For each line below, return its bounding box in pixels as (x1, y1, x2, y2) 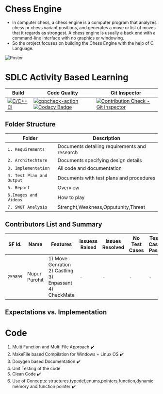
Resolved (102, 244, 125, 251)
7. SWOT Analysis (7, 204, 48, 210)
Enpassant (48, 279, 73, 286)
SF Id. (8, 241, 22, 248)
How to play (57, 194, 85, 200)
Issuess (79, 237, 98, 244)
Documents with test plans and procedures (57, 174, 156, 181)
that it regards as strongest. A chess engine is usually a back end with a (12, 30, 156, 36)
